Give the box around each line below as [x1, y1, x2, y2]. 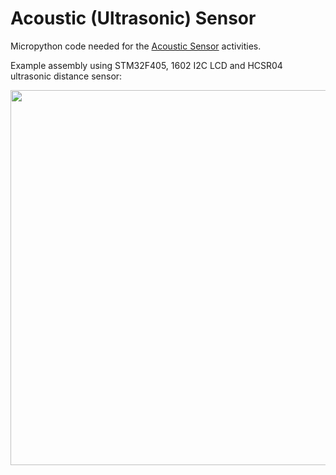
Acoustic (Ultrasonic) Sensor [10, 7, 257, 30]
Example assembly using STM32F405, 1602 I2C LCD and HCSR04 [10, 59, 283, 71]
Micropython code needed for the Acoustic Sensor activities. [10, 40, 262, 52]
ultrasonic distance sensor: [10, 70, 123, 82]
